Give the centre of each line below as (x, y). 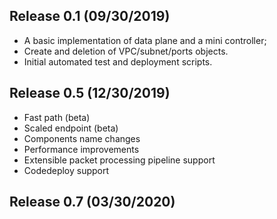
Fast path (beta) (57, 117)
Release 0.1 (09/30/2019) (90, 16)
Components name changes (82, 138)
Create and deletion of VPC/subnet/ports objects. (126, 51)
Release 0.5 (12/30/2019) (90, 93)
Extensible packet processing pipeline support (119, 160)
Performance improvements (81, 149)
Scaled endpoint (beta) (71, 128)
